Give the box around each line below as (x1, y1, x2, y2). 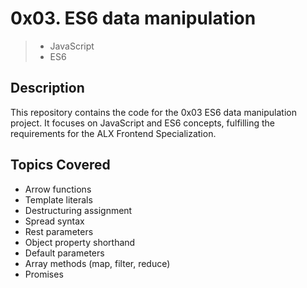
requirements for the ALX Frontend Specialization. (10, 127, 217, 139)
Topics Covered (10, 157, 111, 174)
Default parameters (24, 247, 105, 259)
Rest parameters (24, 225, 94, 237)
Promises (24, 268, 64, 280)
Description (10, 80, 85, 97)
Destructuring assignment (24, 204, 133, 216)
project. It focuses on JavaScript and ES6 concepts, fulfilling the (10, 117, 275, 129)
